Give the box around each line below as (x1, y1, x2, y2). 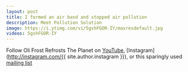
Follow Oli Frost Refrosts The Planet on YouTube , (6, 47, 126, 54)
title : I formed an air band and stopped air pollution (6, 14, 147, 20)
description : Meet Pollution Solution (6, 19, 102, 25)
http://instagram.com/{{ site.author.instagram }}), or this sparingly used (8, 53, 183, 60)
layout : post (6, 8, 39, 15)
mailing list (6, 60, 33, 67)
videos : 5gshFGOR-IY (6, 31, 58, 37)
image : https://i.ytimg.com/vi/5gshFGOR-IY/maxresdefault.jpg (6, 25, 163, 31)
